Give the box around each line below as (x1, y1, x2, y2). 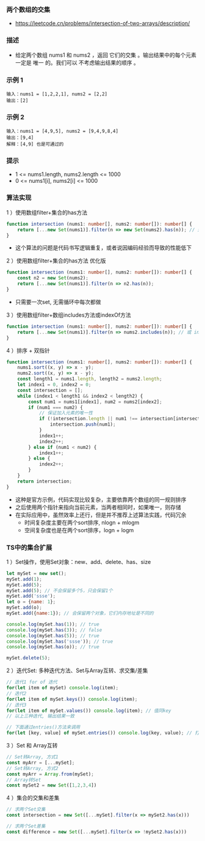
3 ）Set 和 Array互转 (6, 742, 58, 749)
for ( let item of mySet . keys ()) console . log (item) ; (6, 696, 138, 702)
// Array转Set (6, 777, 41, 783)
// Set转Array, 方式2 (6, 765, 59, 771)
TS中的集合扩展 (6, 543, 52, 552)
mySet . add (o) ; (6, 604, 43, 611)
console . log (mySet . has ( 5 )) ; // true (6, 632, 99, 639)
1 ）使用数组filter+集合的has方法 (6, 209, 87, 216)
